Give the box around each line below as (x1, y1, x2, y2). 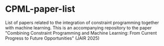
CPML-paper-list (5, 3, 75, 15)
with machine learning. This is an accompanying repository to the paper (5, 24, 152, 30)
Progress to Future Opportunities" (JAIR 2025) (5, 35, 100, 41)
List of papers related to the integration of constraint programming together (5, 20, 160, 25)
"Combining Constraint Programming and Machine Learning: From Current (5, 30, 157, 36)
